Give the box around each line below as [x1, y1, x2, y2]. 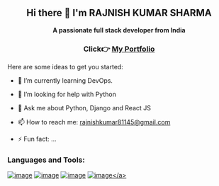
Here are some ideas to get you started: [7, 63, 124, 71]
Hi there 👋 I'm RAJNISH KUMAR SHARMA [26, 7, 212, 19]
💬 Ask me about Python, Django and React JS [17, 104, 151, 112]
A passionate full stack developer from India [52, 25, 186, 34]
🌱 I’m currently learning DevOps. [17, 76, 113, 85]
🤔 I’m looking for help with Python [17, 90, 117, 99]
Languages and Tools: [7, 155, 85, 165]
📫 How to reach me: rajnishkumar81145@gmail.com [17, 118, 171, 127]
